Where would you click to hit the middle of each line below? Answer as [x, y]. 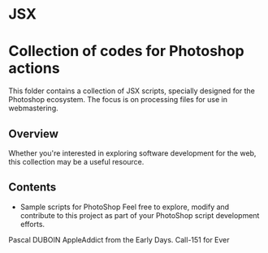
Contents [32, 187]
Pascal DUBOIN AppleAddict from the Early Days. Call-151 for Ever [119, 239]
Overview [34, 133]
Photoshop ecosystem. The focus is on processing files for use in [118, 100]
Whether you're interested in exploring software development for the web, [132, 153]
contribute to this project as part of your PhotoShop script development [140, 215]
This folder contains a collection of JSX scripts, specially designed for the [132, 91]
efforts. [32, 224]
